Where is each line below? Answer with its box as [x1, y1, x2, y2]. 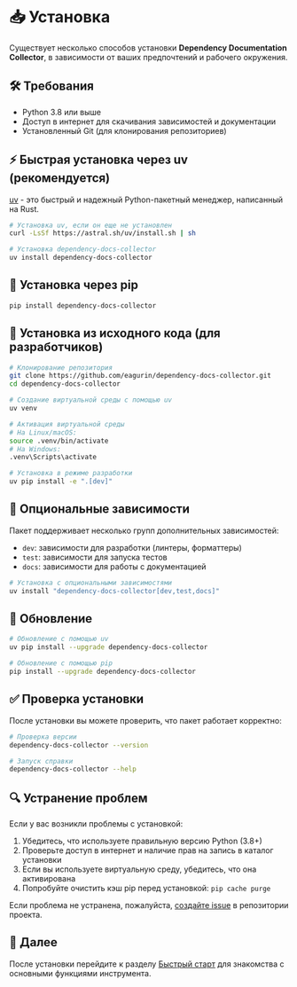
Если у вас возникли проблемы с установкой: [9, 819, 184, 829]
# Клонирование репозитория [9, 363, 113, 372]
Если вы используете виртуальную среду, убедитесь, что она [21, 864, 257, 874]
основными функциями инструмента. [9, 967, 152, 978]
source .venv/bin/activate [9, 436, 109, 445]
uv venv [9, 404, 38, 413]
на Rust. [9, 203, 40, 214]
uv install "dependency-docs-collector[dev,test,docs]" [9, 586, 220, 595]
